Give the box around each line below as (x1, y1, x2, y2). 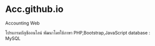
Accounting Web (5, 20, 40, 26)
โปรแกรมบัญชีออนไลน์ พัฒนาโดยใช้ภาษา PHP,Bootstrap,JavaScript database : (5, 29, 150, 35)
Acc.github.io (5, 3, 64, 15)
